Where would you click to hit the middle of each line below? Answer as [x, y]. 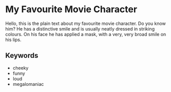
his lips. [13, 40]
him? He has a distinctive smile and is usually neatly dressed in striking [80, 28]
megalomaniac [28, 84]
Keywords [22, 56]
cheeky [20, 68]
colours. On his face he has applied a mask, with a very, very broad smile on [86, 34]
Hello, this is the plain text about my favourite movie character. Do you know [86, 23]
